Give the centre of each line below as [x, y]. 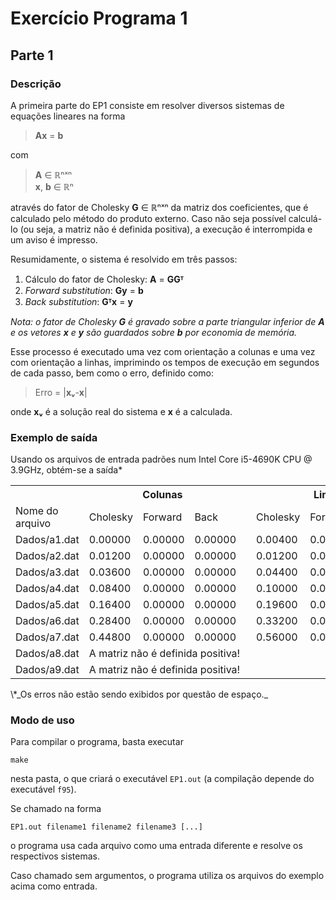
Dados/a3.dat [47, 572]
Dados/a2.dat [47, 556]
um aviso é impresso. [54, 239]
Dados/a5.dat [47, 605]
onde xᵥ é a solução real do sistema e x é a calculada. [121, 411]
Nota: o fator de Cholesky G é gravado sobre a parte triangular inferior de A [167, 321]
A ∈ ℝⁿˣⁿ [53, 174]
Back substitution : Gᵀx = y [78, 301]
